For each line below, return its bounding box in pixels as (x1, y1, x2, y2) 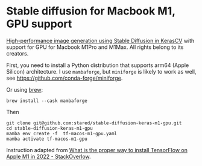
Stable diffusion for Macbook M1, (6, 4, 175, 18)
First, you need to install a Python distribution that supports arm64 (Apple (6, 62, 189, 69)
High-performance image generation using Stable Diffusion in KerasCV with (6, 37, 195, 44)
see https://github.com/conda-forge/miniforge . (6, 74, 123, 81)
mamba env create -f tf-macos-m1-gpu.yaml (6, 130, 118, 136)
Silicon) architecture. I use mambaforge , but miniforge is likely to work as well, (6, 68, 197, 75)
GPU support (6, 17, 72, 31)
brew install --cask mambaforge (6, 98, 87, 104)
